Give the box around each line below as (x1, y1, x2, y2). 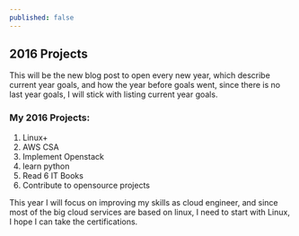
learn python (22, 161, 70, 171)
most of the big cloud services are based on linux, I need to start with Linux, (9, 206, 290, 217)
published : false (9, 13, 75, 22)
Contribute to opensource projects (22, 179, 151, 190)
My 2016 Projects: (9, 111, 91, 124)
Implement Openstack (22, 151, 105, 162)
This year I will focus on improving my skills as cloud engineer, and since (9, 197, 278, 207)
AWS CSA (22, 141, 60, 153)
